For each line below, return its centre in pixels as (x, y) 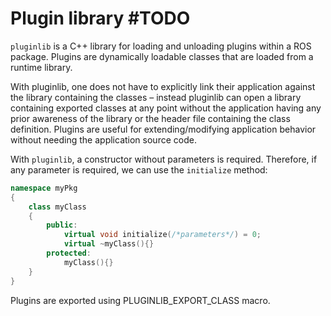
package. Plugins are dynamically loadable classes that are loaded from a (162, 56)
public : (62, 225)
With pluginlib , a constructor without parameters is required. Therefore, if (164, 159)
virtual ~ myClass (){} (109, 244)
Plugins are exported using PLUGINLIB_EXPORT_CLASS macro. (140, 300)
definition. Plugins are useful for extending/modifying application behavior (163, 129)
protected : (69, 253)
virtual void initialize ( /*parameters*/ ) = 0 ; (162, 235)
